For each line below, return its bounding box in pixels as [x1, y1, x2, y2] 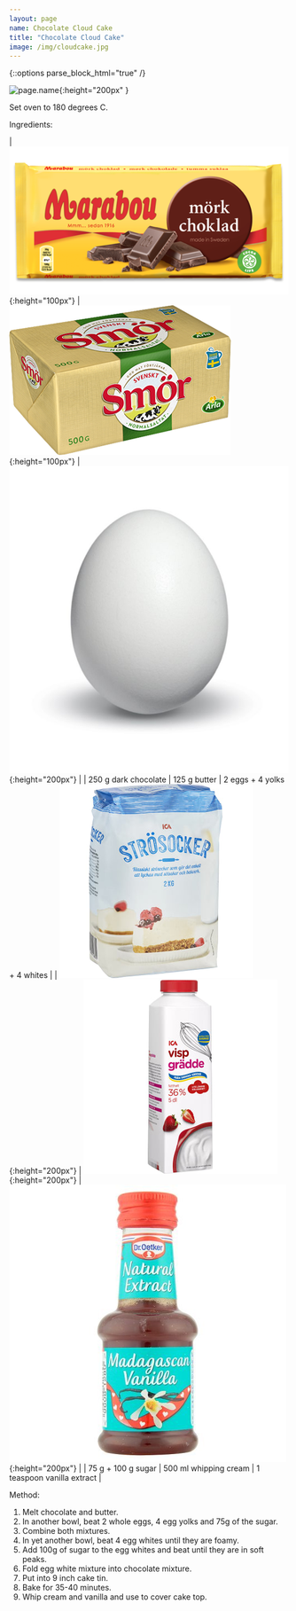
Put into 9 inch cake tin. [21, 1572, 109, 1583]
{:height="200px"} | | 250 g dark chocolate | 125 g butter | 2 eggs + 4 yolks [9, 774, 285, 785]
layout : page [9, 14, 58, 23]
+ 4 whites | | [9, 969, 58, 980]
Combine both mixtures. [21, 1525, 111, 1536]
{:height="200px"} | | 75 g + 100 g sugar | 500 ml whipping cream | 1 [9, 1463, 260, 1474]
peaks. [21, 1553, 47, 1564]
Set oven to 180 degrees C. [9, 102, 108, 113]
